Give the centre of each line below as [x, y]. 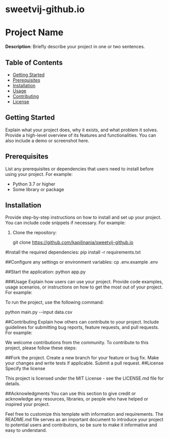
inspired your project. [28, 405]
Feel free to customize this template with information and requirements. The [84, 414]
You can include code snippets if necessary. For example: [65, 223]
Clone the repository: [35, 233]
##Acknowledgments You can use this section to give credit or [71, 393]
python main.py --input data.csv [39, 312]
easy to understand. [26, 430]
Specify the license [25, 369]
